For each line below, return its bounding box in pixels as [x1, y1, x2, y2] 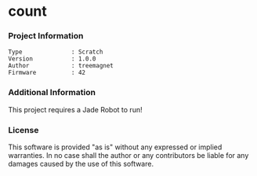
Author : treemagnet [8, 62, 114, 70]
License [8, 124, 39, 135]
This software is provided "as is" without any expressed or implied [8, 142, 223, 152]
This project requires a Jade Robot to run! [8, 104, 143, 114]
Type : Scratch [8, 48, 103, 57]
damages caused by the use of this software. [8, 159, 154, 169]
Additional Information [8, 87, 96, 98]
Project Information [8, 31, 84, 42]
